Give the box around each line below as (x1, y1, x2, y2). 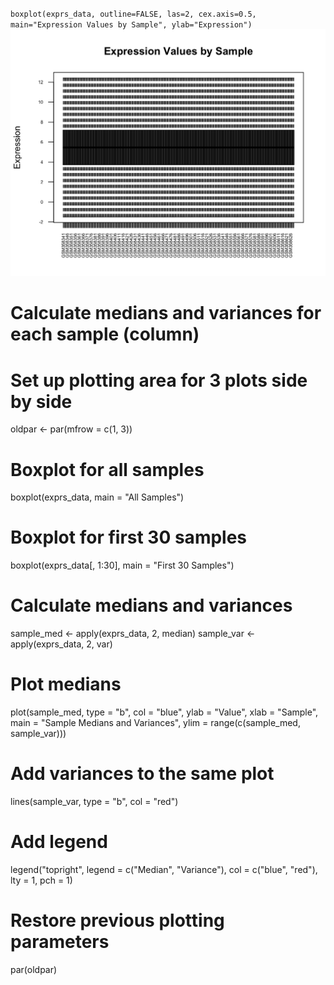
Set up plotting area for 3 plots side (10, 369, 308, 392)
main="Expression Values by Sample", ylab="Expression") (10, 20, 253, 30)
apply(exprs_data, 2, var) (10, 638, 113, 650)
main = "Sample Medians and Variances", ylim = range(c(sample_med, (10, 717, 301, 729)
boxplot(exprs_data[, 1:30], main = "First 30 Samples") (10, 559, 235, 572)
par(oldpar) (10, 963, 58, 975)
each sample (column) (10, 323, 200, 346)
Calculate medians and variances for (10, 302, 322, 325)
